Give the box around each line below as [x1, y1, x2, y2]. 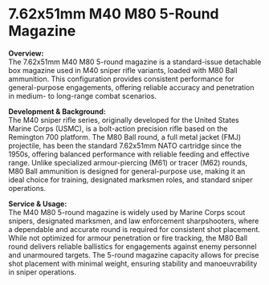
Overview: [8, 48, 44, 58]
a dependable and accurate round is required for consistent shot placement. [8, 224, 261, 234]
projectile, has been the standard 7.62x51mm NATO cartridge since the [8, 140, 243, 150]
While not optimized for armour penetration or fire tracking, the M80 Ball [8, 233, 248, 242]
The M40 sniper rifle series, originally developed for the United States [8, 115, 239, 124]
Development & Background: [8, 106, 107, 116]
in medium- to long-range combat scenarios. [8, 91, 157, 100]
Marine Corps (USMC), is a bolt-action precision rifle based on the [8, 124, 228, 133]
